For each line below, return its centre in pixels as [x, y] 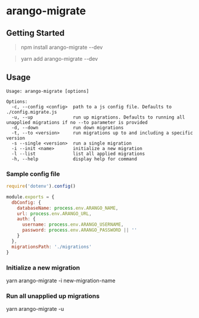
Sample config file [33, 174]
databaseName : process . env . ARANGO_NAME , [68, 208]
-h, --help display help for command [74, 159]
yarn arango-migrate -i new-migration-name [61, 280]
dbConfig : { [27, 202]
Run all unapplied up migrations [53, 296]
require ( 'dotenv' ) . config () [41, 186]
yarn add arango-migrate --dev [59, 59]
